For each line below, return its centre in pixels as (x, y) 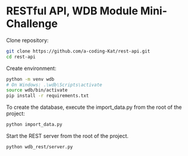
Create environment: (31, 68)
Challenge (32, 24)
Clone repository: (27, 40)
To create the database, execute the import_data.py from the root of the (94, 107)
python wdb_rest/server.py (40, 147)
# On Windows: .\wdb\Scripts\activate (54, 85)
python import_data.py (34, 125)
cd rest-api (21, 57)
